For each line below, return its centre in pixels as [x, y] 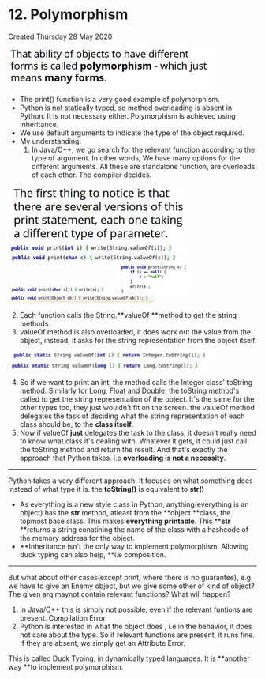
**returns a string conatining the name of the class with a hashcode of [134, 529]
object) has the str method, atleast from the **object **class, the [125, 512]
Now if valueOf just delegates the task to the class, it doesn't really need [138, 432]
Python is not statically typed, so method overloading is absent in [126, 108]
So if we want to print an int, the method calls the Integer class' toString [136, 382]
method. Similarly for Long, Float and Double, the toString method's [129, 390]
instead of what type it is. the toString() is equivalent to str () [106, 489]
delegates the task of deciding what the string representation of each [132, 416]
